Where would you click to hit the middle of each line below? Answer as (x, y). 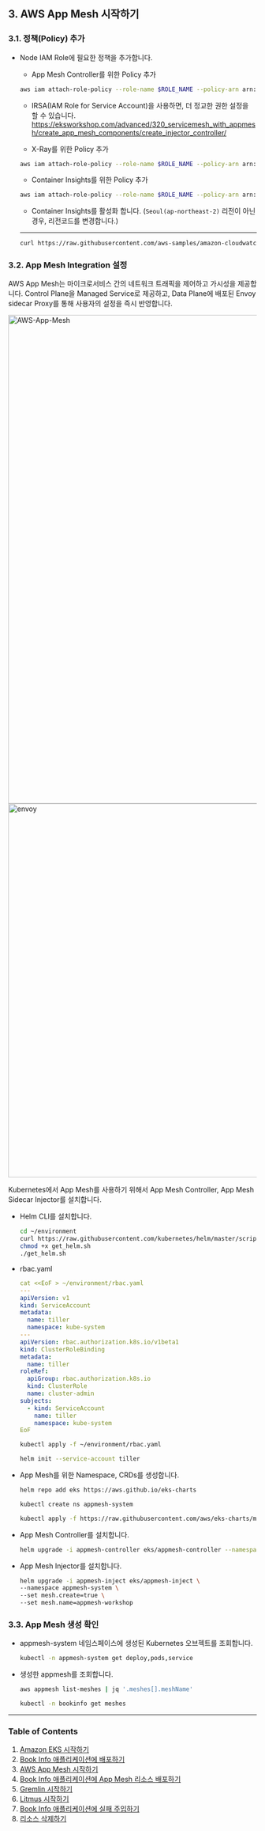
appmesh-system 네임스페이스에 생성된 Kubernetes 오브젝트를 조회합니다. (136, 1643)
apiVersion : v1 (45, 1298)
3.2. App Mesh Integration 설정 (68, 265)
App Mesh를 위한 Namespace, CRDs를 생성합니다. (99, 1475)
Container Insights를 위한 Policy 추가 (90, 180)
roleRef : (34, 1371)
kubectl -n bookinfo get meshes (73, 1704)
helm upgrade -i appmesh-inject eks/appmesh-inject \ (110, 1581)
